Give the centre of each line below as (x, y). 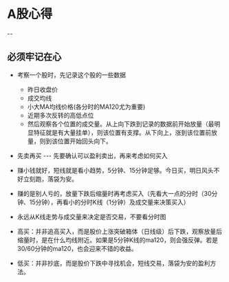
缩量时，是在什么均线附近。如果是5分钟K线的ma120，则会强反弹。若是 (118, 240)
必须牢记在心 (34, 57)
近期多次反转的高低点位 (61, 115)
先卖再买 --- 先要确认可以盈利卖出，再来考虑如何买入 (92, 155)
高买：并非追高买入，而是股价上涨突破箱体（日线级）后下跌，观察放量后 (119, 231)
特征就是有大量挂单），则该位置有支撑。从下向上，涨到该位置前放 (126, 132)
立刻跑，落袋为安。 (50, 179)
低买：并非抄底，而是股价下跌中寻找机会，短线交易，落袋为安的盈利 (113, 263)
